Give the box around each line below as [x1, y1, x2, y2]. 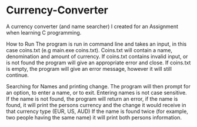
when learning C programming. [6, 29, 82, 36]
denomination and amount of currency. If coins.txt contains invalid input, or [6, 53, 188, 60]
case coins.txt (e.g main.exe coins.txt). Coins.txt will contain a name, [6, 46, 172, 53]
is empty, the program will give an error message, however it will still [6, 65, 172, 72]
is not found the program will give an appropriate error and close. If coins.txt [6, 59, 191, 66]
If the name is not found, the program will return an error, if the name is [6, 95, 178, 102]
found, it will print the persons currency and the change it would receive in [6, 101, 186, 108]
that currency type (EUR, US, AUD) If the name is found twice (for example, [6, 108, 188, 115]
